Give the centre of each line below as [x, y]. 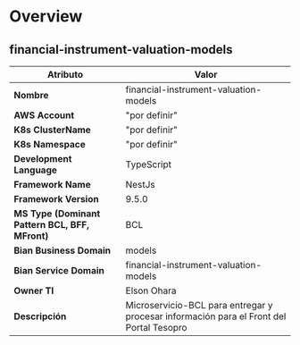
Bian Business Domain [62, 250]
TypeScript [149, 164]
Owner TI [34, 290]
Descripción [40, 316]
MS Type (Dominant [57, 214]
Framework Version [57, 199]
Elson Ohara [151, 290]
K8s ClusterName [52, 130]
